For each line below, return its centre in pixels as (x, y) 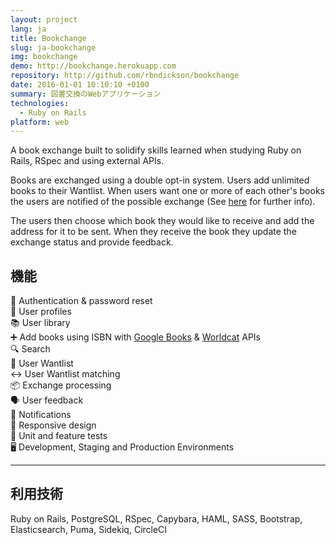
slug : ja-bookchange (53, 47)
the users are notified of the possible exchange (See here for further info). (163, 202)
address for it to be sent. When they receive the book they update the (153, 232)
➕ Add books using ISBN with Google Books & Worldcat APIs (135, 337)
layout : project (44, 19)
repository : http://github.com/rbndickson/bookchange (125, 76)
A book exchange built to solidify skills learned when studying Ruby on (156, 150)
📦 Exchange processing (61, 385)
